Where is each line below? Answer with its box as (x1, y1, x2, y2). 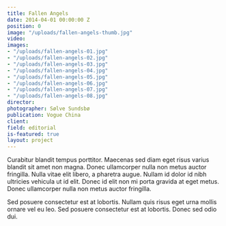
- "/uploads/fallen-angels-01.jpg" (7, 48, 109, 55)
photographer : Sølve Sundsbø (7, 105, 90, 112)
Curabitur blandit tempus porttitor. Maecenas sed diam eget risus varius (7, 156, 210, 164)
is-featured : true (7, 130, 59, 137)
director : (7, 99, 36, 106)
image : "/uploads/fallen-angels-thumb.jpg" (7, 29, 133, 36)
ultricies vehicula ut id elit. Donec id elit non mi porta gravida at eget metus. (7, 178, 220, 186)
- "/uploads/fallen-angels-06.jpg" (7, 80, 109, 87)
